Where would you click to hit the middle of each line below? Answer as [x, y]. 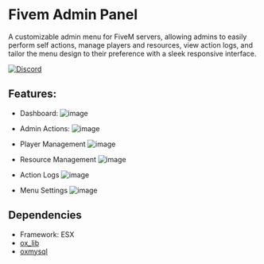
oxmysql [33, 251]
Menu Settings [44, 190]
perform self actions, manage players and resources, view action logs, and [130, 45]
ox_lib [29, 243]
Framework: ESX [47, 234]
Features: [33, 94]
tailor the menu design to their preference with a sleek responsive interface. [132, 53]
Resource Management [58, 159]
